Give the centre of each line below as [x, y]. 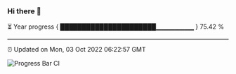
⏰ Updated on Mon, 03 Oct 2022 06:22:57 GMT [77, 50]
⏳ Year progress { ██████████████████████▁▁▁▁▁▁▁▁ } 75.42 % [116, 27]
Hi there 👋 [25, 11]
